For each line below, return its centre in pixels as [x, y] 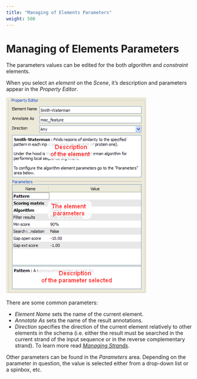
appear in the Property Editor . [42, 89]
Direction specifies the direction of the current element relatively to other [103, 327]
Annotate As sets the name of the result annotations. [79, 320]
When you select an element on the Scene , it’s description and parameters [96, 83]
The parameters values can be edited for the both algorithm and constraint [97, 65]
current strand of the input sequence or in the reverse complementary [100, 339]
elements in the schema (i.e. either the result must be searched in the [99, 333]
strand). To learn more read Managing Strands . [72, 346]
